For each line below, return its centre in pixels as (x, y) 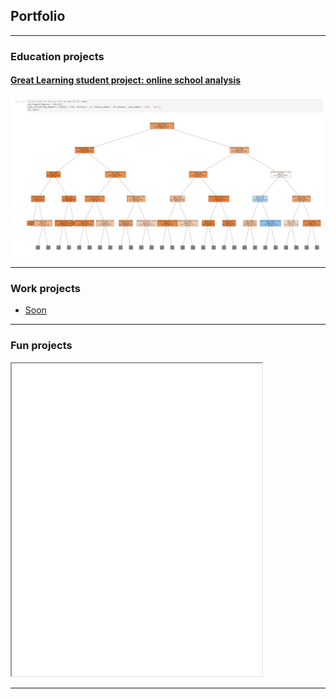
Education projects (57, 56)
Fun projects (41, 346)
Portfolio (38, 16)
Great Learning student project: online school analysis (126, 80)
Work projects (45, 289)
